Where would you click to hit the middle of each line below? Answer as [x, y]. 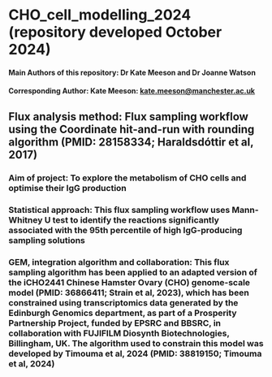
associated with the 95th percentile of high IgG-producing [125, 230]
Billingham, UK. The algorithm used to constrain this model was [136, 343]
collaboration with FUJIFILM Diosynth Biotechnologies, [119, 333]
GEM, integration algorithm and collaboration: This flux [119, 262]
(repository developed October [115, 32]
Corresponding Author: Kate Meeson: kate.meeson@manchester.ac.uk [132, 91]
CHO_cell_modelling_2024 [100, 15]
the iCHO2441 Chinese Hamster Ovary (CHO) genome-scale [129, 282]
